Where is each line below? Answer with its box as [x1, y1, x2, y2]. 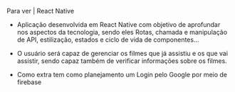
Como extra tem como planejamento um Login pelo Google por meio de [16, 71, 228, 79]
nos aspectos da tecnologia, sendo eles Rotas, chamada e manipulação [16, 28, 228, 36]
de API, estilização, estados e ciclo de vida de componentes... [16, 35, 200, 44]
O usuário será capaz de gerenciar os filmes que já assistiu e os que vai [16, 50, 229, 57]
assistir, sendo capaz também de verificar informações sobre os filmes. [16, 57, 227, 65]
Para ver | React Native [6, 7, 75, 15]
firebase [16, 78, 42, 86]
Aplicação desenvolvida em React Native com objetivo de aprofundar [16, 21, 221, 28]
